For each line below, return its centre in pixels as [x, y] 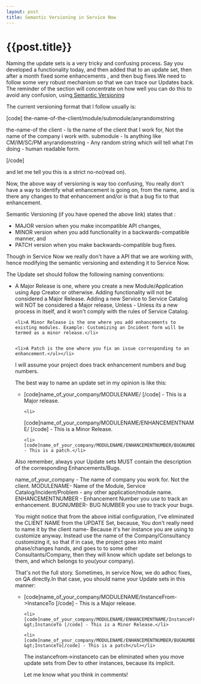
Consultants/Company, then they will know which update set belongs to [103, 555]
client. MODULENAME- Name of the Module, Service [80, 486]
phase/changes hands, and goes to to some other [76, 548]
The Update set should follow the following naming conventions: [85, 274]
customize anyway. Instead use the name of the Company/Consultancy [103, 536]
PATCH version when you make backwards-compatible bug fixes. [95, 245]
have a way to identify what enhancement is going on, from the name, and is [100, 190]
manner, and [30, 239]
